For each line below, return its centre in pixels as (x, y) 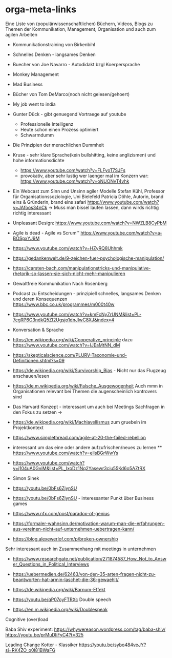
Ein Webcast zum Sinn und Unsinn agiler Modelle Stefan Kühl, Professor (89, 191)
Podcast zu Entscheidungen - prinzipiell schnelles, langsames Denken (87, 293)
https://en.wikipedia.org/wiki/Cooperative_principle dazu (73, 339)
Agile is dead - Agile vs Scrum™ (46, 233)
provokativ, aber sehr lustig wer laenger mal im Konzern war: (84, 176)
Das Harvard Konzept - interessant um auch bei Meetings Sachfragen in (89, 407)
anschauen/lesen (31, 376)
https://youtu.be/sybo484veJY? (112, 645)
